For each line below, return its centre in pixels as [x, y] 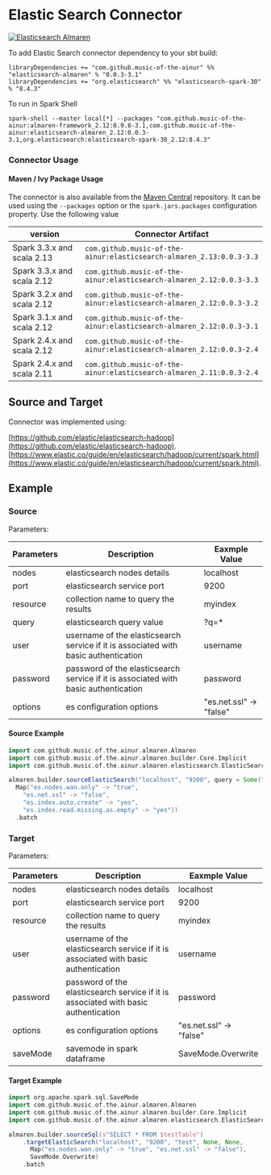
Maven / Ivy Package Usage [56, 179]
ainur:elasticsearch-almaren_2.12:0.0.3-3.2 [171, 303]
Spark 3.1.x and [43, 318]
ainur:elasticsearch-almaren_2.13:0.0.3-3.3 [171, 257]
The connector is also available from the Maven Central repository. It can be [134, 197]
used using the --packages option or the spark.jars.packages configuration [133, 206]
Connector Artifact [172, 234]
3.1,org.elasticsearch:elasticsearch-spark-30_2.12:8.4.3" [110, 140]
